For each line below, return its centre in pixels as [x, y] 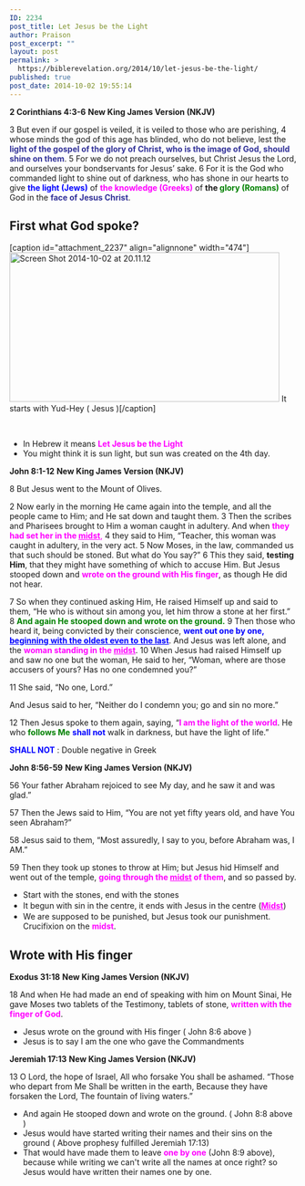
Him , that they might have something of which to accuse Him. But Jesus [145, 565]
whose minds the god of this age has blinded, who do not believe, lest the [148, 139]
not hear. [26, 584]
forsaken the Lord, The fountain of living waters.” [101, 1097]
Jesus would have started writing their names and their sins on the [147, 1133]
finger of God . [36, 1014]
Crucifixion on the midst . [69, 926]
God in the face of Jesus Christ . [70, 197]
